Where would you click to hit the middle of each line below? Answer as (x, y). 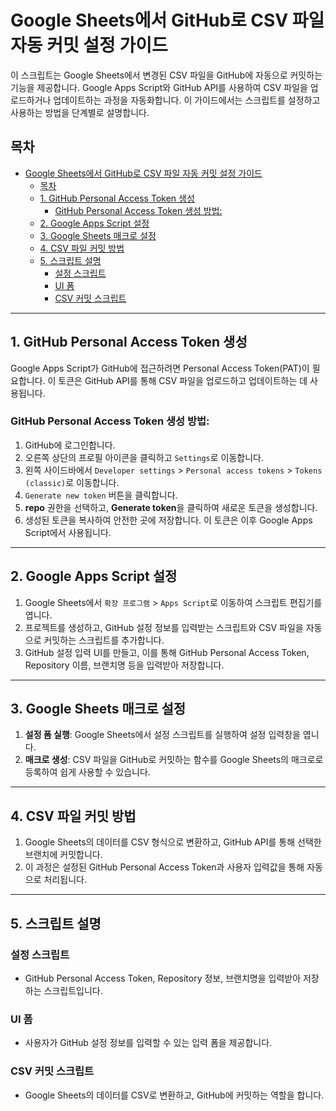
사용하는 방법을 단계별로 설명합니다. (80, 112)
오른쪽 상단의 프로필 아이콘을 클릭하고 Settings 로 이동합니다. (144, 457)
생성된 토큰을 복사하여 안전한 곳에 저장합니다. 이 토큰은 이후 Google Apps (168, 520)
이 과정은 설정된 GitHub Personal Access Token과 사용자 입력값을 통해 (164, 867)
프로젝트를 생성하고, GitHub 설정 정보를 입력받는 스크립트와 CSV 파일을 (164, 627)
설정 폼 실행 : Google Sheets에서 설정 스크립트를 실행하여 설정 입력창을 (162, 735)
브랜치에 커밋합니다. (63, 855)
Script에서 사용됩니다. (68, 532)
